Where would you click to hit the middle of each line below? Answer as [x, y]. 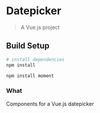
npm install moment [30, 76]
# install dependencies [36, 59]
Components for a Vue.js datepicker [50, 104]
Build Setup [28, 46]
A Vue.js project [40, 27]
